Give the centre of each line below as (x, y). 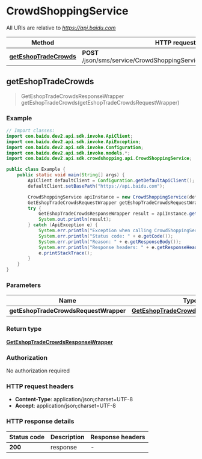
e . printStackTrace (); (66, 253)
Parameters (23, 285)
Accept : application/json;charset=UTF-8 (65, 406)
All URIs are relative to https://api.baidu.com (61, 28)
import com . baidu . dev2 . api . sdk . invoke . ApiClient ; (70, 136)
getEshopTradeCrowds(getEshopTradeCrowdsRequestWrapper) (100, 102)
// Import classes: (31, 131)
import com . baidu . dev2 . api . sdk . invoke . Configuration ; (75, 147)
